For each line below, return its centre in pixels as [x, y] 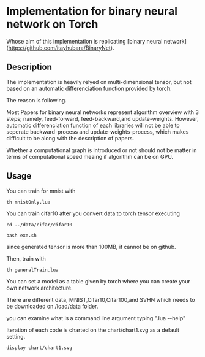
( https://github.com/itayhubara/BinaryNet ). [60, 48]
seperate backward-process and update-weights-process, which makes [98, 132]
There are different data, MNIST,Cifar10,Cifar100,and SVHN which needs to [101, 299]
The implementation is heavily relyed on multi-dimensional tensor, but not [99, 82]
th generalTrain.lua [33, 270]
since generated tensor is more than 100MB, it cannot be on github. [91, 247]
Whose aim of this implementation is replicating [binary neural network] [96, 41]
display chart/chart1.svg [39, 348]
